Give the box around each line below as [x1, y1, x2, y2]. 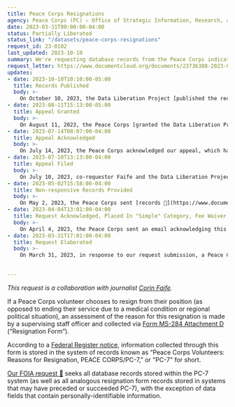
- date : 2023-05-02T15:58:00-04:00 [7, 180, 111, 187]
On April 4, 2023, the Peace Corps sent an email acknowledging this [20, 225, 227, 232]
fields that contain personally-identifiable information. [7, 391, 162, 400]
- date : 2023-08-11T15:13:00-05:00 [7, 102, 111, 109]
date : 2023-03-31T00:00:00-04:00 [7, 23, 105, 30]
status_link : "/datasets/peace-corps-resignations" [7, 36, 161, 44]
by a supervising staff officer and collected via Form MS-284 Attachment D [7, 319, 225, 328]
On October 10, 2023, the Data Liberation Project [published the [20, 95, 218, 102]
